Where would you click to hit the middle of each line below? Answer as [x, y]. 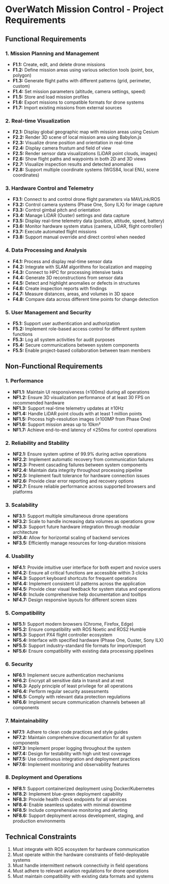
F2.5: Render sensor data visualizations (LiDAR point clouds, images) [85, 154]
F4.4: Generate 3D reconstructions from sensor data [68, 278]
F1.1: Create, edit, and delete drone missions [59, 64]
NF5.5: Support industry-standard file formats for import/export [79, 645]
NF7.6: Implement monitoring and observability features [71, 764]
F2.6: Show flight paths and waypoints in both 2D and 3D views [79, 159]
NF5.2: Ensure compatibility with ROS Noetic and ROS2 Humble [79, 629]
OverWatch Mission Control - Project [84, 9]
